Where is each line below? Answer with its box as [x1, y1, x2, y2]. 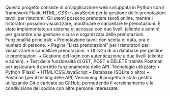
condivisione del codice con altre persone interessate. [5, 85, 119, 91]
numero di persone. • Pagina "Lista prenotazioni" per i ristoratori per [5, 42, 149, 48]
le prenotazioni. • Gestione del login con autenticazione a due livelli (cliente [5, 53, 163, 59]
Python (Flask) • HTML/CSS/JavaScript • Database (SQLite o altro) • [5, 69, 150, 75]
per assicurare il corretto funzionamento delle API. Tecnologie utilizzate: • [5, 63, 160, 70]
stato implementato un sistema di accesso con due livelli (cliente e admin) [5, 26, 160, 32]
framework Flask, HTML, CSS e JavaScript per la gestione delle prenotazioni [5, 10, 166, 16]
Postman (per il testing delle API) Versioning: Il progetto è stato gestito [5, 75, 153, 80]
